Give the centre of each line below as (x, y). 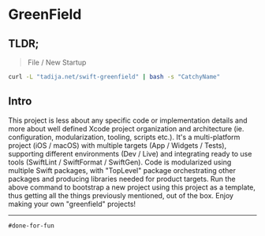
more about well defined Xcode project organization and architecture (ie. (126, 128)
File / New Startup (57, 62)
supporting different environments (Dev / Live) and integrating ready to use (130, 153)
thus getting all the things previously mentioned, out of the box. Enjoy (121, 195)
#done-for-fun (32, 226)
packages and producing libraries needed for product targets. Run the (122, 179)
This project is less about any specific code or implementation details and (128, 120)
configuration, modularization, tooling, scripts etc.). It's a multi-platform (124, 137)
